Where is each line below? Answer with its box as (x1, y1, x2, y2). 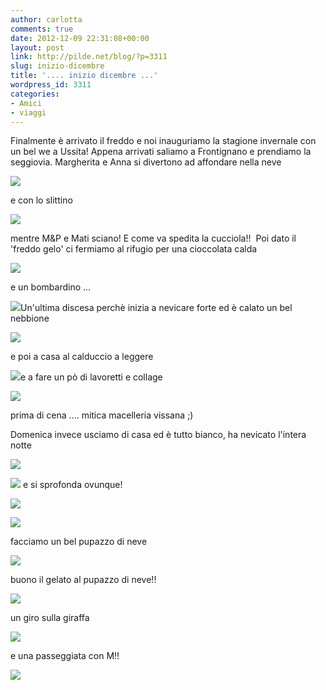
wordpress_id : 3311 (10, 80, 92, 90)
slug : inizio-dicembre (10, 61, 105, 71)
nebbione (10, 312, 50, 325)
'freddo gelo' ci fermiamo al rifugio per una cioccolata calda (10, 243, 258, 255)
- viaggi (10, 107, 47, 118)
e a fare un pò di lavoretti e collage (20, 371, 163, 383)
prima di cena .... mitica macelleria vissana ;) (10, 409, 194, 421)
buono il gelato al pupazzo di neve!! (10, 574, 157, 586)
